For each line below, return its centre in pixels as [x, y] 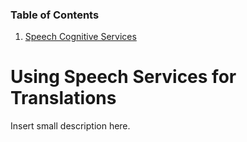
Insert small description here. [70, 126]
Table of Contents [55, 15]
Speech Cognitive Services [80, 37]
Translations [63, 98]
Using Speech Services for [123, 77]
